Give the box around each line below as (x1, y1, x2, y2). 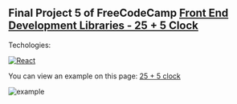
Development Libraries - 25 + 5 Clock (8, 19, 199, 33)
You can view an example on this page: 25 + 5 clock (8, 71, 181, 81)
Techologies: (8, 40, 51, 50)
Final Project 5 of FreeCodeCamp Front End (8, 6, 229, 20)
